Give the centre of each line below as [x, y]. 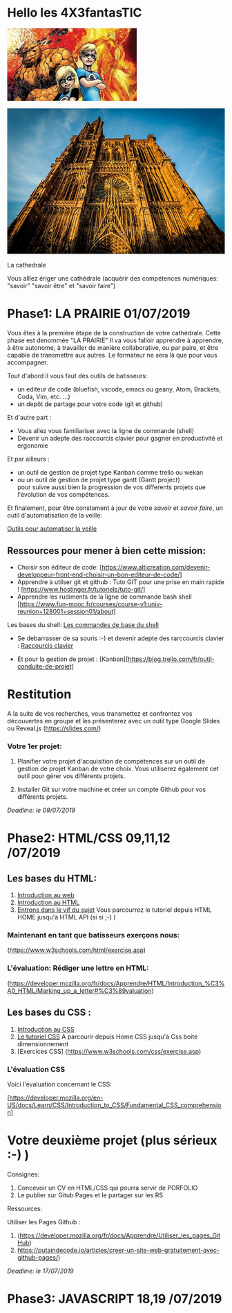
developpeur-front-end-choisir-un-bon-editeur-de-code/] [99, 574]
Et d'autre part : [29, 418]
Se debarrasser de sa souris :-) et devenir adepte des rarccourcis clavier [120, 638]
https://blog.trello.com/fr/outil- [171, 659]
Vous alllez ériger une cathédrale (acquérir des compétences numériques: [113, 279]
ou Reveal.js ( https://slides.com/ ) [54, 728]
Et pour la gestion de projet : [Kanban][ [72, 659]
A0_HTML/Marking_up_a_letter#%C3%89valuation [79, 990]
